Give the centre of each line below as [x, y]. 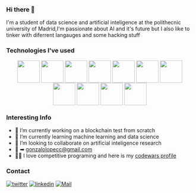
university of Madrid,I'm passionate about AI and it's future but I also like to [98, 29]
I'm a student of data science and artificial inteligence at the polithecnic [94, 23]
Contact [18, 171]
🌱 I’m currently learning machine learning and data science [87, 136]
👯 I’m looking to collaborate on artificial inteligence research [88, 143]
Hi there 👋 [21, 10]
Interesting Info [29, 117]
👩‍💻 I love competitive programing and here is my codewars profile [95, 155]
